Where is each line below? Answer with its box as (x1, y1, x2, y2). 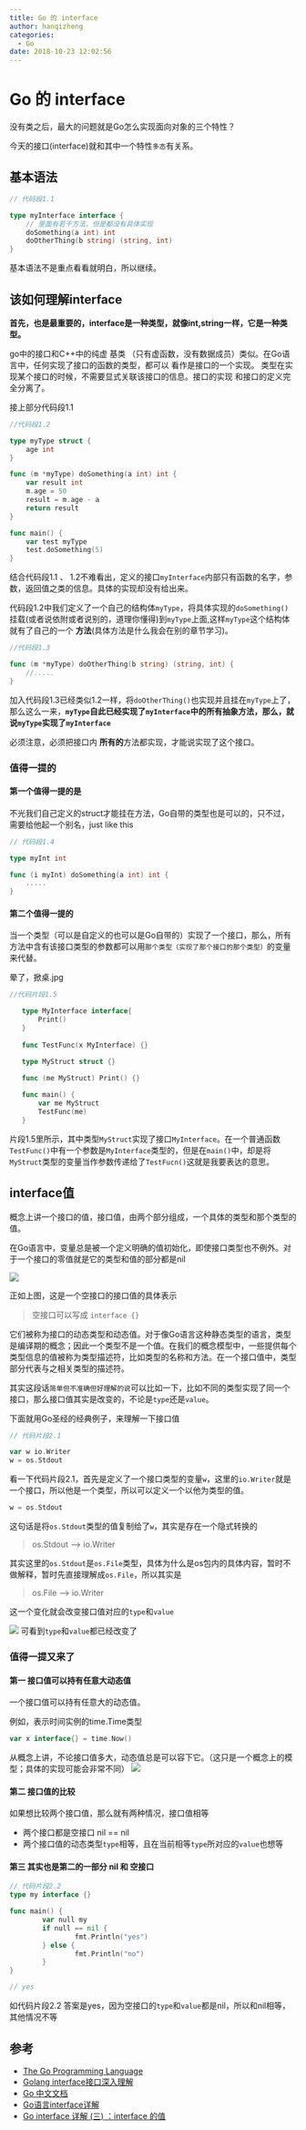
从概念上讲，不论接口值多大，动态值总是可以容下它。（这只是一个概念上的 (9, 1752, 285, 1763)
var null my (42, 1915, 88, 1925)
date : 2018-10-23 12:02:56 (9, 47, 112, 56)
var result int (25, 478, 84, 487)
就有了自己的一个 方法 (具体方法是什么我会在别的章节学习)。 (9, 625, 234, 636)
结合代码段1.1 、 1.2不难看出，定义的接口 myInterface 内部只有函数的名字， (9, 571, 285, 583)
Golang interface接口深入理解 (22, 2076, 134, 2087)
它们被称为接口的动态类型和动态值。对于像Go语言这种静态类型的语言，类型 (9, 1328, 291, 1339)
